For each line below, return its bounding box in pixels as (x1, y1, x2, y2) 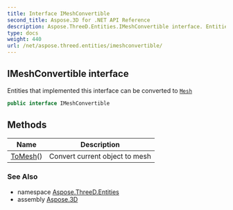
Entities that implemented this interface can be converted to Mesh (7, 86, 193, 94)
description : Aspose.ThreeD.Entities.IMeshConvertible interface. (7, 23, 203, 30)
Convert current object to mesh (49, 151, 151, 161)
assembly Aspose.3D (17, 195, 78, 203)
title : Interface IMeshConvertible (7, 10, 110, 17)
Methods (7, 119, 47, 131)
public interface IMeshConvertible (7, 100, 110, 107)
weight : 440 (7, 36, 42, 43)
